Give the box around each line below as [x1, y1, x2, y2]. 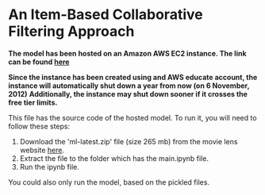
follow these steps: [8, 121, 70, 131]
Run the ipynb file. [19, 162, 79, 171]
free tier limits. [8, 97, 58, 107]
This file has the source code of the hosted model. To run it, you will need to [8, 113, 257, 122]
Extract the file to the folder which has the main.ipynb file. [19, 153, 209, 163]
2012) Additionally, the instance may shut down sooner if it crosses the [8, 89, 248, 98]
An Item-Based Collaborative [8, 6, 204, 24]
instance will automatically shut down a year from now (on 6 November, [8, 81, 250, 90]
